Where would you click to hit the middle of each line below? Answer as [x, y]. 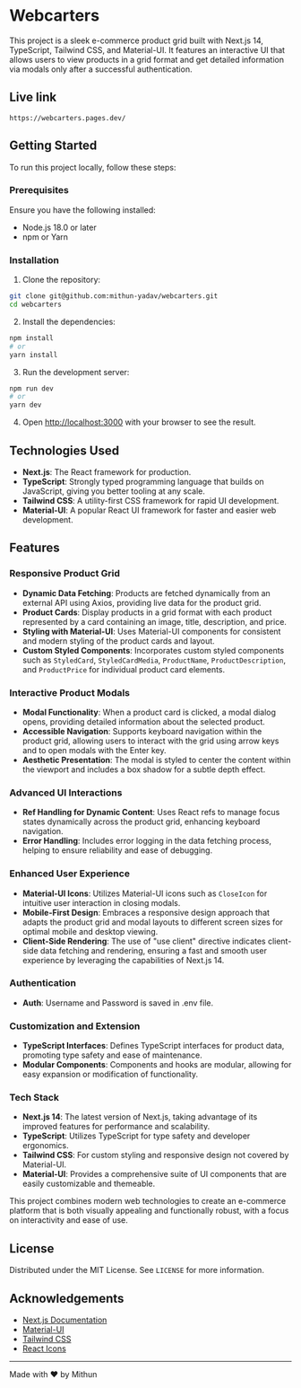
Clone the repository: [61, 280]
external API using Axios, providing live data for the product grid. [142, 602]
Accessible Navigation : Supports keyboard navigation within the [142, 731]
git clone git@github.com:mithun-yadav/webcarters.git [114, 296]
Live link [33, 97]
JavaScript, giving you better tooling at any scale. [114, 491]
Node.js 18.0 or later [59, 227]
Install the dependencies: [69, 321]
